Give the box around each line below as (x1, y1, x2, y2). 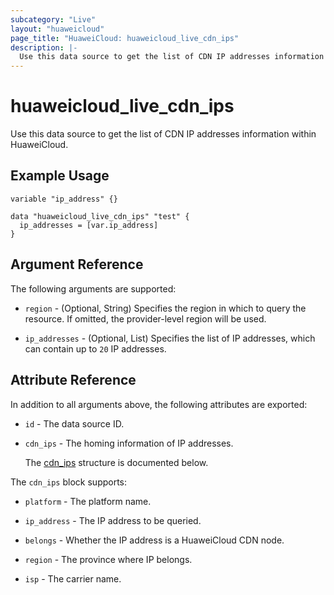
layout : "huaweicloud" (10, 24, 105, 34)
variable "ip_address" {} (10, 194, 118, 204)
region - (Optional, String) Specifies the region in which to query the (24, 302, 307, 314)
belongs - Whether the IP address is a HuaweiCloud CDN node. (24, 534, 285, 546)
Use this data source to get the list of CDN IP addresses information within (10, 128, 317, 140)
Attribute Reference (10, 372, 137, 389)
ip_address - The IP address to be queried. (24, 514, 202, 526)
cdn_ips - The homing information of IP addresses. (24, 437, 234, 449)
